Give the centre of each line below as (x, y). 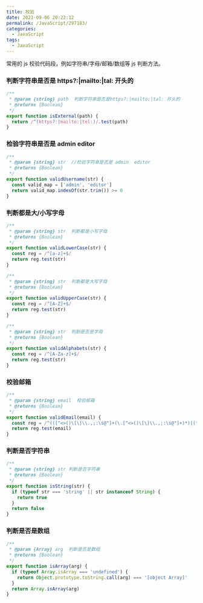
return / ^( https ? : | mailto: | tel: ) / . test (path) (70, 121)
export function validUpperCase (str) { (56, 298)
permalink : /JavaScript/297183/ (47, 23)
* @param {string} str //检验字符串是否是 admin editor (80, 163)
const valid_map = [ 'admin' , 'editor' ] (62, 185)
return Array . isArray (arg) (46, 589)
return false (28, 509)
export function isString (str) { (48, 486)
